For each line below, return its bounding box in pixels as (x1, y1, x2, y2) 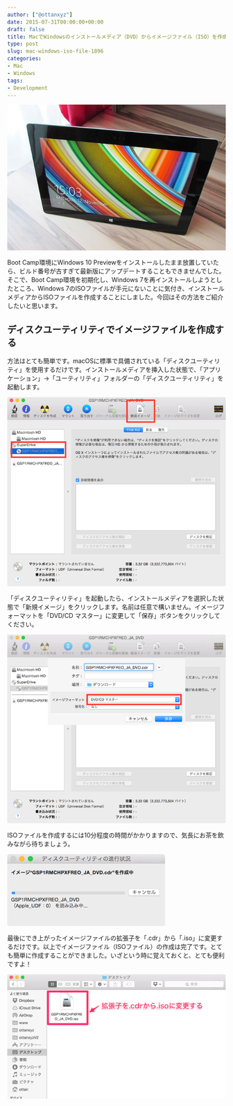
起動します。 (7, 383, 44, 391)
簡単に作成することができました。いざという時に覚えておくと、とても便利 (12, 951, 225, 960)
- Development (7, 84, 49, 92)
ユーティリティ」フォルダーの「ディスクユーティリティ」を (55, 374, 224, 382)
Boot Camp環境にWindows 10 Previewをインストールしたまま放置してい (7, 258, 214, 267)
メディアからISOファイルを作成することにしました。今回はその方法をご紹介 (7, 292, 224, 301)
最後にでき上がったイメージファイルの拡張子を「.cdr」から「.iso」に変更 (7, 934, 217, 942)
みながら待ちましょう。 (7, 840, 74, 848)
